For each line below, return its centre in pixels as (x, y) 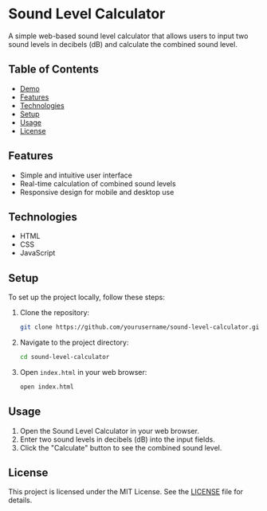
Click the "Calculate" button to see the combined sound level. (121, 447)
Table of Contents (54, 70)
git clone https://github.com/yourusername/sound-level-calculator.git (141, 327)
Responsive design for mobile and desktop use (97, 192)
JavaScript (37, 253)
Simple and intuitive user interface (76, 175)
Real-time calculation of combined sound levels (98, 183)
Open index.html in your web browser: (83, 372)
